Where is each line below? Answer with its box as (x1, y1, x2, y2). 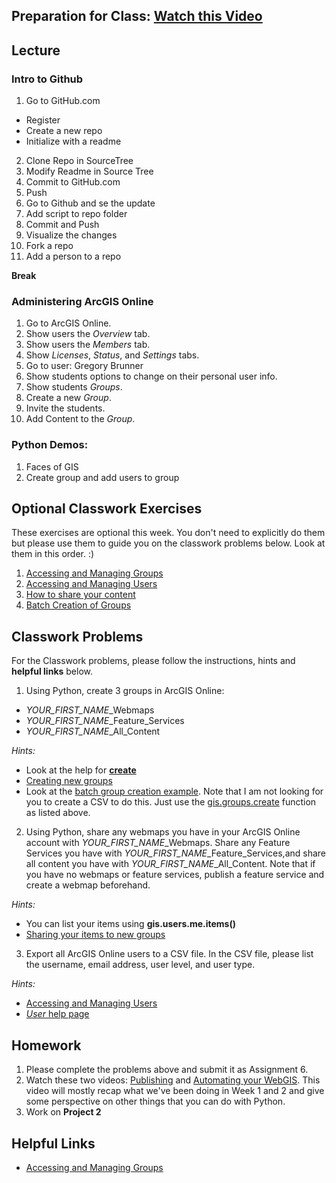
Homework (11, 1037, 82, 1054)
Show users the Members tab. (25, 339, 151, 351)
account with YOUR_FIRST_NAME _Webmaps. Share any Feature (25, 837, 291, 849)
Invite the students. (25, 402, 106, 414)
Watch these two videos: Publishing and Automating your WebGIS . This (25, 1074, 321, 1086)
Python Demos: (11, 438, 89, 452)
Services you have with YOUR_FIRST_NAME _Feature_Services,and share (25, 847, 327, 859)
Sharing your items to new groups (25, 929, 166, 941)
